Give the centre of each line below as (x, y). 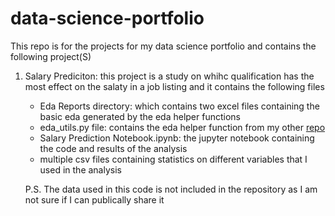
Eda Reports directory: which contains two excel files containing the (179, 106)
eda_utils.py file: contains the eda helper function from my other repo (182, 127)
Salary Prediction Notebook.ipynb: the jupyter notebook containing (177, 138)
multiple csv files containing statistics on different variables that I (173, 159)
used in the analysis (80, 169)
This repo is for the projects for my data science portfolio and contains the (163, 46)
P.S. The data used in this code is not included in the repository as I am (171, 189)
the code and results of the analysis (113, 148)
